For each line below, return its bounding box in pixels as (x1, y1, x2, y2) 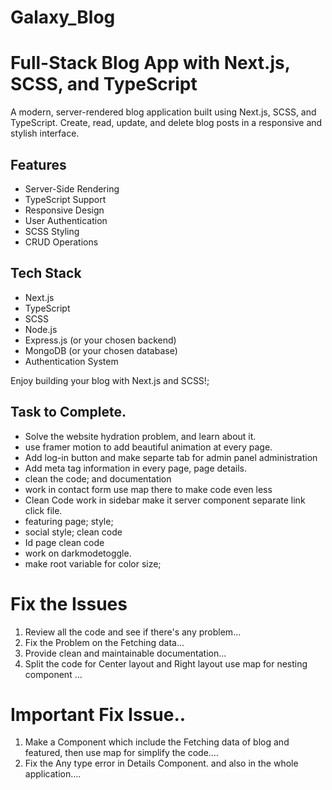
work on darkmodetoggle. (24, 547, 132, 559)
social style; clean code (24, 526, 123, 538)
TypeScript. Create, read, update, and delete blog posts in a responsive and (10, 117, 323, 129)
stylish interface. (10, 127, 80, 140)
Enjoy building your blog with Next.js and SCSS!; (10, 374, 210, 386)
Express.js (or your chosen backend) (24, 334, 177, 346)
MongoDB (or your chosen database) (24, 344, 178, 356)
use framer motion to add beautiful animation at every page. (24, 441, 273, 453)
